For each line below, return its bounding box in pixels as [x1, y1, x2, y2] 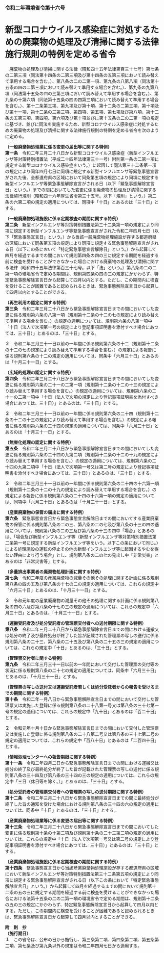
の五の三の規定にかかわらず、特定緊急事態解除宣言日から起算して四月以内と [5, 901, 159, 907]
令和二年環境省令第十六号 [5, 4, 65, 11]
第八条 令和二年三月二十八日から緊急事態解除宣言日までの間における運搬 [5, 626, 155, 632]
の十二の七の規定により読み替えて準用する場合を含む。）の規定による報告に [5, 347, 157, 353]
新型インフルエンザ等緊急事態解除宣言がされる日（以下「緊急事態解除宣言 [5, 180, 155, 186]
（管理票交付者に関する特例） [5, 655, 65, 661]
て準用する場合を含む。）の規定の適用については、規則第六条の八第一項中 [5, 318, 153, 324]
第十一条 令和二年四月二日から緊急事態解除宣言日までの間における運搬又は [5, 760, 159, 766]
